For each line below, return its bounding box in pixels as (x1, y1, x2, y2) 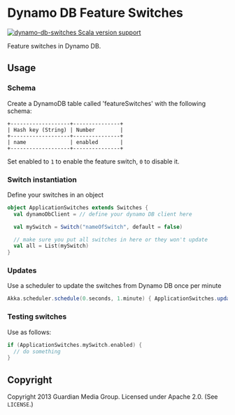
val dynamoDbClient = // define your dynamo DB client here (13, 211, 192, 218)
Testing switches (7, 312, 67, 322)
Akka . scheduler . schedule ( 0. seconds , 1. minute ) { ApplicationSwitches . (7, 295, 218, 303)
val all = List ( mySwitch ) (13, 242, 90, 250)
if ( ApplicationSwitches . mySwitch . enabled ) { (7, 341, 142, 348)
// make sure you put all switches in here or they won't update (13, 236, 208, 243)
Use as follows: (7, 328, 52, 336)
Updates (7, 265, 37, 275)
